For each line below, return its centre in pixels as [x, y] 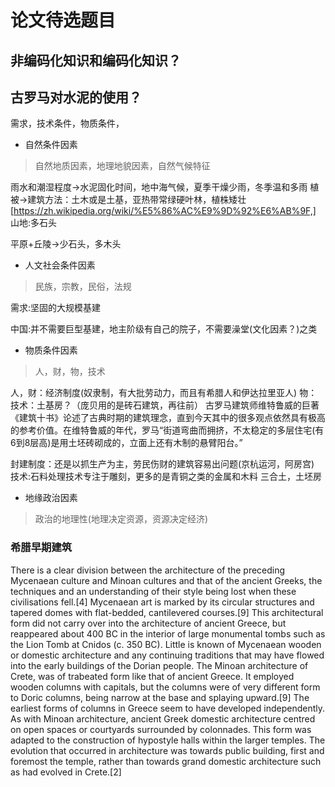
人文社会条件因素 [60, 265]
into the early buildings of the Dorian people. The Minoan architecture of [159, 665]
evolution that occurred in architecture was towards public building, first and [167, 750]
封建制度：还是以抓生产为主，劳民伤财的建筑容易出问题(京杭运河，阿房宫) [162, 464]
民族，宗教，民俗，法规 [83, 287]
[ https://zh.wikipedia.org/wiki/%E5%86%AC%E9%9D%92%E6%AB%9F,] [163, 211]
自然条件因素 [51, 145]
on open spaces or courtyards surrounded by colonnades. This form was [161, 729]
